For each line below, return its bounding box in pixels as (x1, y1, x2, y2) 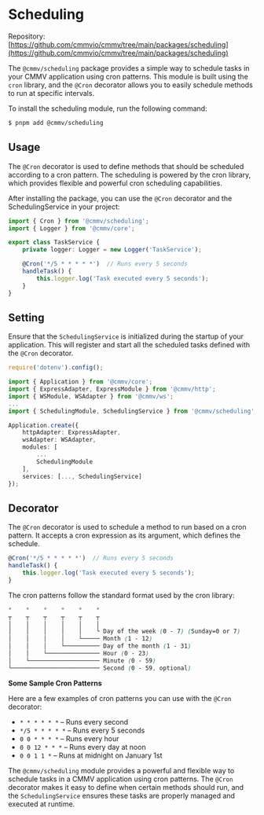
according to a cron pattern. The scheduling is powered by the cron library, (8, 170, 251, 179)
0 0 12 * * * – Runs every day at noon (19, 742, 147, 751)
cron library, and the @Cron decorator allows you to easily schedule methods (8, 80, 253, 90)
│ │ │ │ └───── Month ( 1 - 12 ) (8, 635, 153, 643)
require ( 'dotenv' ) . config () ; (8, 364, 104, 372)
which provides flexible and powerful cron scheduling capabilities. (8, 178, 222, 188)
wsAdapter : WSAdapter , (22, 436, 97, 444)
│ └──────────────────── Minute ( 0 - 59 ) (8, 656, 156, 665)
